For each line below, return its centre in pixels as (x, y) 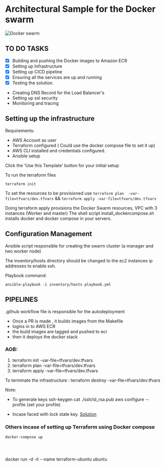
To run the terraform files (31, 175)
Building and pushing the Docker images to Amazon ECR (70, 61)
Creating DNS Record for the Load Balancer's (58, 93)
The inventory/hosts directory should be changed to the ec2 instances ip (79, 260)
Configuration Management (49, 234)
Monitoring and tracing (35, 103)
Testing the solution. (33, 83)
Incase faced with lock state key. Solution (54, 414)
